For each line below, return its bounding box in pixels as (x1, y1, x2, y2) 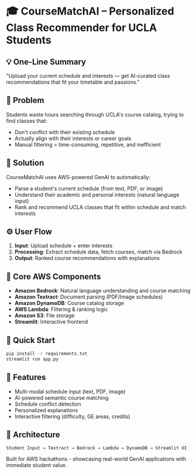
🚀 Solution (6, 158, 44, 168)
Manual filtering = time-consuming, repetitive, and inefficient (14, 141, 161, 148)
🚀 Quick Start (6, 335, 56, 345)
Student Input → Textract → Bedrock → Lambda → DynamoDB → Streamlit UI (6, 445, 187, 451)
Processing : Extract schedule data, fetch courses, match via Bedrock (14, 248, 183, 255)
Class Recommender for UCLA (6, 21, 157, 35)
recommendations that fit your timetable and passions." (6, 78, 140, 85)
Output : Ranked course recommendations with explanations (14, 255, 160, 262)
